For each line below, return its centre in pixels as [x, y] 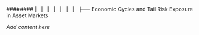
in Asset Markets [27, 15]
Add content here [28, 27]
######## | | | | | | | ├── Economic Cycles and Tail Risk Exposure [100, 9]
